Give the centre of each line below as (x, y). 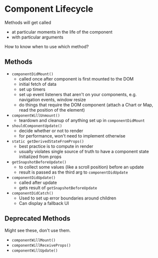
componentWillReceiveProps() (41, 245)
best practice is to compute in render (56, 146)
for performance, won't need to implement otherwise (72, 136)
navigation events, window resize (52, 99)
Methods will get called (28, 22)
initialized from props (40, 157)
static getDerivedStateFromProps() (48, 141)
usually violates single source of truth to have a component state (84, 151)
